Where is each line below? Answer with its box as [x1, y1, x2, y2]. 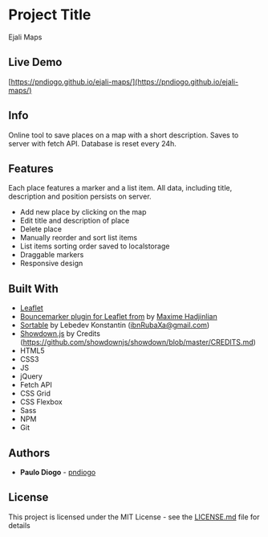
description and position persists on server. [8, 191, 152, 202]
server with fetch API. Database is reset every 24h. [8, 138, 177, 148]
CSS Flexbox [19, 397, 63, 407]
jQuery [19, 371, 43, 381]
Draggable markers [19, 250, 84, 260]
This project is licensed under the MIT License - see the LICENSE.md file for [8, 512, 260, 522]
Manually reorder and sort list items [19, 233, 138, 243]
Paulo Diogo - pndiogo [19, 468, 96, 477]
